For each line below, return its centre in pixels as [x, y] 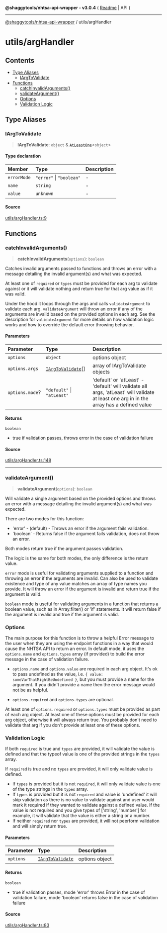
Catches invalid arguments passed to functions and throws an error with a [81, 268]
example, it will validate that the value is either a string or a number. [81, 816]
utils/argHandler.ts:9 [26, 218]
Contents [20, 60]
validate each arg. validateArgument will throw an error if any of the [74, 309]
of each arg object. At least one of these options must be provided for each [82, 714]
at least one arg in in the [121, 398]
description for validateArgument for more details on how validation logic [80, 319]
